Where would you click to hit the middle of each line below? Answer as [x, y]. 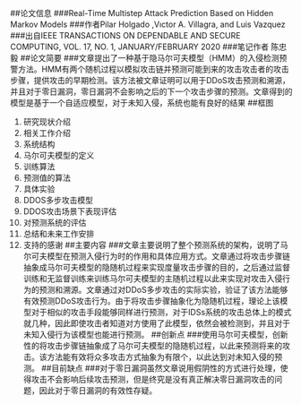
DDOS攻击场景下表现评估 [70, 211]
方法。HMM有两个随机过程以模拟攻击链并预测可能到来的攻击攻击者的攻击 [153, 69]
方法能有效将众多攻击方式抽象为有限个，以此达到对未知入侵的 [161, 357]
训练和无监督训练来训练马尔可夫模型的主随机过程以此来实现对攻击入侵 [153, 279]
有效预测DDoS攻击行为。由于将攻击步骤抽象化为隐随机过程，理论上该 [151, 301]
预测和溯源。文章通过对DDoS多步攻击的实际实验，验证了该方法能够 [163, 290]
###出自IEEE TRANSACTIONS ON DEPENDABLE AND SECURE [125, 35]
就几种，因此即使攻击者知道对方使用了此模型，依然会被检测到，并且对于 [156, 323]
